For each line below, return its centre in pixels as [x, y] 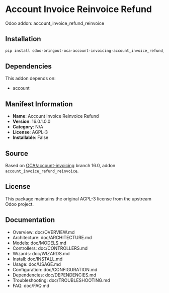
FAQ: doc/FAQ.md [31, 285]
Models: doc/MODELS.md [39, 243]
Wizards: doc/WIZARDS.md [41, 253]
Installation [23, 39]
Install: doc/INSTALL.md [37, 259]
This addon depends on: [30, 79]
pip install [18, 51]
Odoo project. [20, 204]
